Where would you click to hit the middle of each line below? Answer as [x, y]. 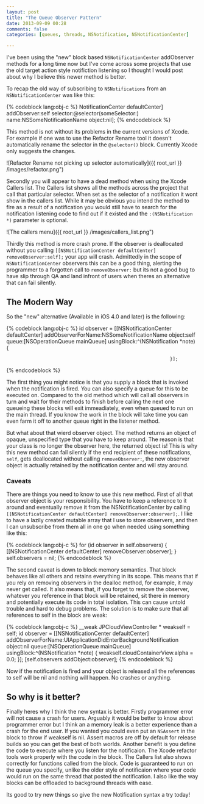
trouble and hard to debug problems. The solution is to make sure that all [97, 609]
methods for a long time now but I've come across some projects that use [99, 64]
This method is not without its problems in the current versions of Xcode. [98, 132]
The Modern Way [40, 302]
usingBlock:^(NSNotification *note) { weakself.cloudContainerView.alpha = [100, 653]
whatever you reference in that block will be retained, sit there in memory [98, 596]
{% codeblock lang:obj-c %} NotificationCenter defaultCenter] [85, 107]
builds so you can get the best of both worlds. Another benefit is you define [101, 744]
